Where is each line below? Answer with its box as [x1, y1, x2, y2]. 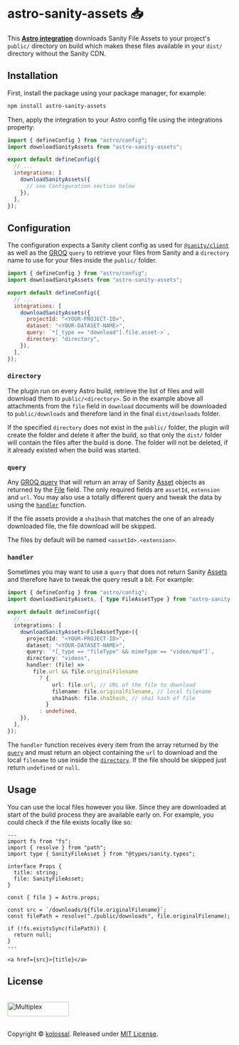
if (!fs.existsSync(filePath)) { [7, 925, 107, 932]
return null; [14, 931, 53, 938]
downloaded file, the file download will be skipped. [7, 522, 156, 531]
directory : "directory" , [26, 336, 100, 343]
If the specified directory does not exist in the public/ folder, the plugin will [7, 423, 230, 431]
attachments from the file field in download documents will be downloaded [7, 401, 227, 410]
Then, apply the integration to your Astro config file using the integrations [7, 115, 223, 124]
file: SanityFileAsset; [14, 875, 84, 882]
